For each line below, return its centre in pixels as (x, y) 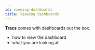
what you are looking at (35, 42)
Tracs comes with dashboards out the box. (48, 28)
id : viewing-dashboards (29, 9)
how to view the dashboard (39, 37)
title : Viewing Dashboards (32, 14)
